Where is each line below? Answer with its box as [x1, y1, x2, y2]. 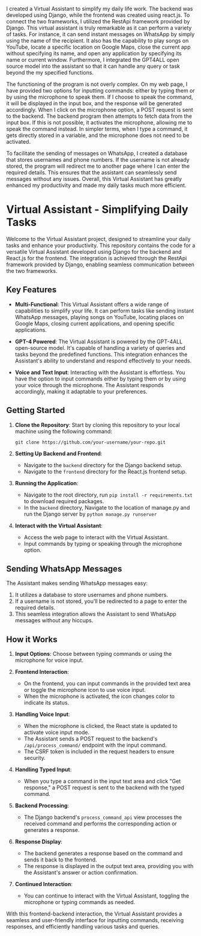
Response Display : [14, 838, 63, 845]
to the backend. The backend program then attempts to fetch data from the [6, 112, 192, 120]
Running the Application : [14, 479, 79, 486]
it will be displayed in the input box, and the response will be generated [6, 100, 182, 107]
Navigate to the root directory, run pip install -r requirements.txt [23, 491, 193, 498]
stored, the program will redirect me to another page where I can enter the [6, 162, 190, 170]
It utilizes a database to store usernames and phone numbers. [14, 592, 168, 599]
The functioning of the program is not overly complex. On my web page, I [6, 81, 188, 88]
